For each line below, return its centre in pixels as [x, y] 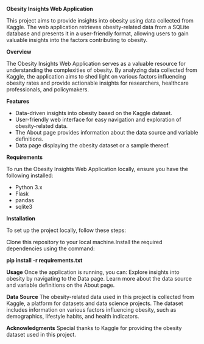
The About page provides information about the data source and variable [107, 132]
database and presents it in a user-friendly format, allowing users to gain [97, 33]
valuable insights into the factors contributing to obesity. [77, 40]
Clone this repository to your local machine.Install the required [84, 242]
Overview [19, 52]
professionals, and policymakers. [48, 90]
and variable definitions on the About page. [61, 285]
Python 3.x [29, 187]
